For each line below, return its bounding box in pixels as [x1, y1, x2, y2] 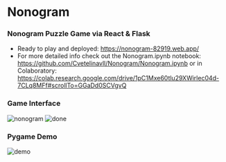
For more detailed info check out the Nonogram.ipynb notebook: [17, 52, 201, 60]
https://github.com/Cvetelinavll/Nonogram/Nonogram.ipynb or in [17, 60, 202, 68]
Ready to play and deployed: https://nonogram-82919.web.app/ [17, 44, 200, 53]
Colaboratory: [17, 66, 57, 75]
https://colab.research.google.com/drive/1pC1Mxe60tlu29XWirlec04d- [17, 74, 220, 82]
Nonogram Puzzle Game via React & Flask [7, 29, 150, 39]
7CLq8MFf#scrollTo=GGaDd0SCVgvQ [17, 81, 127, 90]
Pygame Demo [7, 132, 58, 141]
